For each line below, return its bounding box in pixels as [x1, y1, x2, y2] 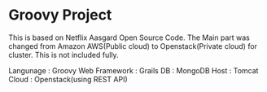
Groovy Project [8, 6, 112, 24]
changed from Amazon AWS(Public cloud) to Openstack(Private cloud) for [8, 41, 258, 50]
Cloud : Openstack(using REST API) [8, 74, 128, 84]
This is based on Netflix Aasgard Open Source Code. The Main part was [8, 33, 250, 42]
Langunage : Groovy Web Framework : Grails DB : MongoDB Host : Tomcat [8, 65, 259, 75]
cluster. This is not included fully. [8, 50, 120, 59]
